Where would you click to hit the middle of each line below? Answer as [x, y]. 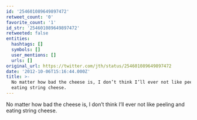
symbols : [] [26, 50]
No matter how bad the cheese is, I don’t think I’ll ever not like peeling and [95, 104]
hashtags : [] [27, 44]
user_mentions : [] [34, 55]
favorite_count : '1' [31, 22]
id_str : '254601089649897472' [43, 28]
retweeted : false [27, 33]
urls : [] [22, 60]
